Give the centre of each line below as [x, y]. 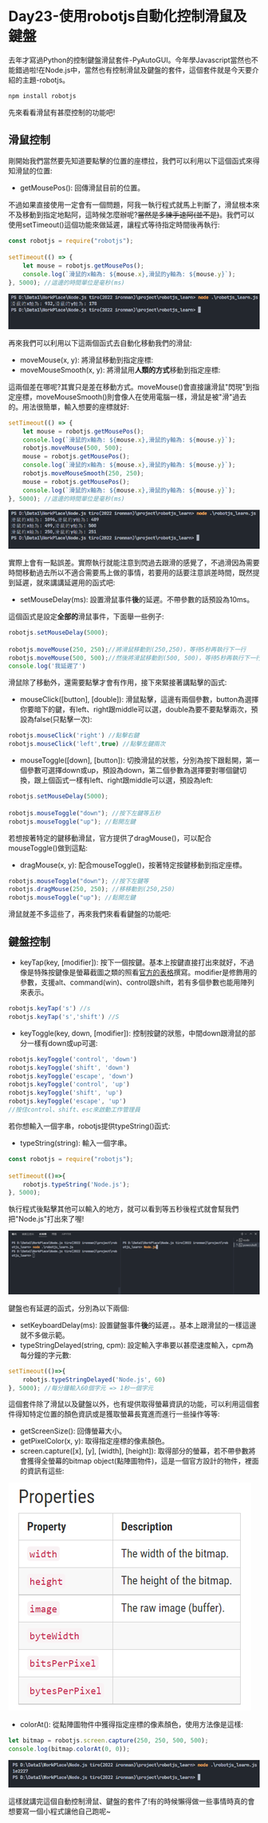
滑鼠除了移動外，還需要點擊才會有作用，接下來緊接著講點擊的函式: [118, 683]
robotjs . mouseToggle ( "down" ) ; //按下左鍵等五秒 [85, 813]
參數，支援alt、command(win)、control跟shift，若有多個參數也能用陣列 [137, 982]
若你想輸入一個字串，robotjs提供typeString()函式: [89, 1126]
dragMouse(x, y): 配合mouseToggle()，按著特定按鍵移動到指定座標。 [133, 865]
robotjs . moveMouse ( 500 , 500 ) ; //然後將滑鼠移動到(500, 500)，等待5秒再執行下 [129, 658]
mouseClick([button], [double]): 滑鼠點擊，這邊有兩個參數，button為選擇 [139, 699]
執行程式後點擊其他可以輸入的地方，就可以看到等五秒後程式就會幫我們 [124, 1209]
